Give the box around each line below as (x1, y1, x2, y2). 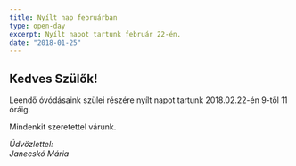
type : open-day (9, 21, 66, 30)
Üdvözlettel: (9, 139, 53, 150)
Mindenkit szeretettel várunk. (9, 121, 117, 132)
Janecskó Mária (9, 148, 70, 159)
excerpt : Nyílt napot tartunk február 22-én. (9, 29, 181, 38)
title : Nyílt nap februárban (9, 12, 118, 22)
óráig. (9, 104, 31, 115)
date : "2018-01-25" (9, 37, 82, 47)
